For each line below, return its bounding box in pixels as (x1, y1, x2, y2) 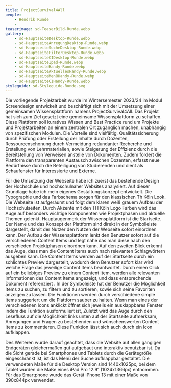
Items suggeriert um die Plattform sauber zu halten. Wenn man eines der (5, 297, 158, 303)
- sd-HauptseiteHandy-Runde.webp (14, 64, 86, 69)
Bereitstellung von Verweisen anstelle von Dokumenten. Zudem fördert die (5, 151, 162, 158)
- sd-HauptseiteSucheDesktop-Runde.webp (14, 45, 102, 50)
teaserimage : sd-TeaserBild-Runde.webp (5, 27, 90, 32)
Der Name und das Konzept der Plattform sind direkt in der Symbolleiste (5, 221, 157, 227)
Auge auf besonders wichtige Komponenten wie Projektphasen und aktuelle (5, 210, 165, 216)
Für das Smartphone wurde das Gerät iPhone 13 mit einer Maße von (5, 372, 148, 378)
